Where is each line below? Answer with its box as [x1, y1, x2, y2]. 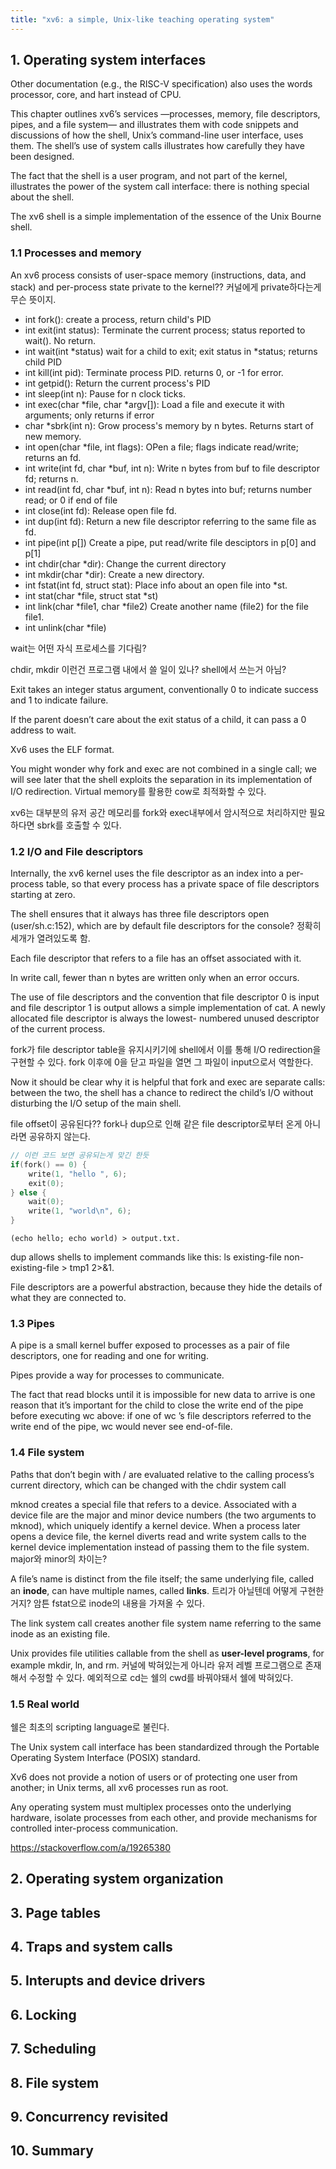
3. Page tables [10, 1904, 101, 1921]
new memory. [24, 430, 82, 442]
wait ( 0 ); [28, 1197, 65, 1207]
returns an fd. [24, 451, 82, 463]
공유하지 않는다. [28, 1131, 91, 1143]
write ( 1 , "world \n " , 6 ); [28, 1206, 132, 1216]
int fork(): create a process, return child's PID [24, 313, 212, 325]
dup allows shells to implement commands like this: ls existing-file [10, 1251, 282, 1263]
